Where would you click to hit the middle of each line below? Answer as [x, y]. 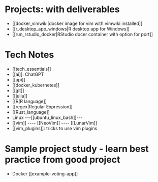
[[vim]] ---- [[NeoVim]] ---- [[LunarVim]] [55, 123]
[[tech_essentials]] [31, 69]
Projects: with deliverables [62, 9]
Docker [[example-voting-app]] [45, 173]
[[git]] [18, 90]
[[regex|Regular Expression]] [42, 107]
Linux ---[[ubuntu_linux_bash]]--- [48, 117]
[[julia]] [20, 96]
